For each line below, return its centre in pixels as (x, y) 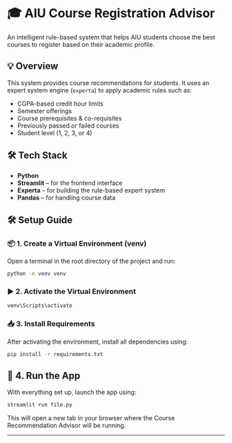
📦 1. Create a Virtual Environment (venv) (77, 244)
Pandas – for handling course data (66, 197)
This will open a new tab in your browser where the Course (91, 418)
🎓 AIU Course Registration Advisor (111, 13)
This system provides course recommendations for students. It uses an (108, 83)
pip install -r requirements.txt (55, 354)
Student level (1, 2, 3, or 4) (55, 132)
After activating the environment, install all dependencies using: (98, 342)
